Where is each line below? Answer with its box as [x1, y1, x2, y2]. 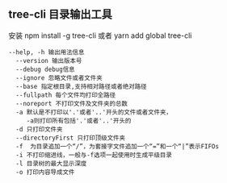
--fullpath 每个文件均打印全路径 [15, 91, 116, 99]
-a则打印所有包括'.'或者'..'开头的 [26, 116, 132, 125]
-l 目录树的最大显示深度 [15, 160, 87, 168]
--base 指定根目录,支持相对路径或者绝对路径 [15, 82, 147, 90]
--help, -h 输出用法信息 [8, 48, 85, 56]
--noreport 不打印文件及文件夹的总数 [15, 99, 128, 107]
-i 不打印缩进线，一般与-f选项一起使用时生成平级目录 [15, 151, 172, 159]
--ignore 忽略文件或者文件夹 [15, 73, 103, 82]
